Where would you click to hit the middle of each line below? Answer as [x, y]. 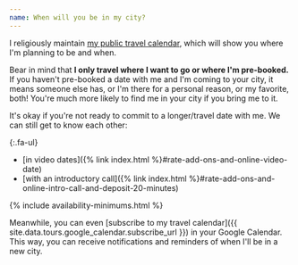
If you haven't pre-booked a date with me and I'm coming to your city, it [141, 79]
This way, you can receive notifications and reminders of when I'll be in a [144, 241]
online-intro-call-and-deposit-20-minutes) [100, 187]
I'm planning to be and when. [63, 52]
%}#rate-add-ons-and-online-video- [220, 159]
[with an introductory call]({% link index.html [104, 178]
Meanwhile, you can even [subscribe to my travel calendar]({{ [123, 222]
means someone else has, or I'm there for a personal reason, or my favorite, [149, 88]
